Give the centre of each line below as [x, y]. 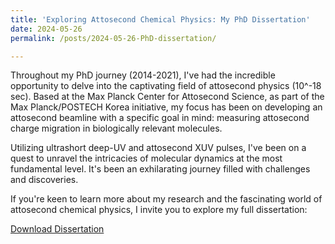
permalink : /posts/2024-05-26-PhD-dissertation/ [113, 38]
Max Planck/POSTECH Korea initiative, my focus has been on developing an [166, 107]
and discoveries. [44, 180]
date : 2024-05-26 [46, 29]
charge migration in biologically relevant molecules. [116, 128]
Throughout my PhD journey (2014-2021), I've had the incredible [143, 75]
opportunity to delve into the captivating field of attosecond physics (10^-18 [166, 86]
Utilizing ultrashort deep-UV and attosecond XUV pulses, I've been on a [158, 148]
